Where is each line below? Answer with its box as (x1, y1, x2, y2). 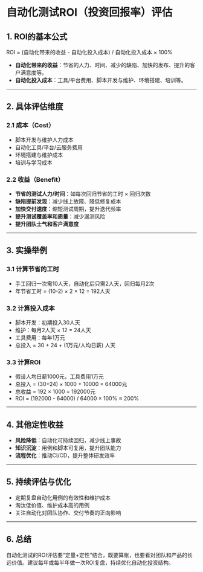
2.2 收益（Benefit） (6, 175, 65, 184)
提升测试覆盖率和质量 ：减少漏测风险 (14, 213, 106, 220)
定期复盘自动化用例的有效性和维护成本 (14, 493, 111, 501)
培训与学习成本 (14, 158, 53, 166)
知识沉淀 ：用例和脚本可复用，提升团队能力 (14, 445, 121, 452)
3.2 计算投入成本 (6, 304, 56, 312)
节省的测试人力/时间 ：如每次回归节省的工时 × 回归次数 (14, 190, 151, 197)
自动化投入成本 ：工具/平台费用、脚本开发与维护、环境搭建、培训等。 (14, 77, 187, 83)
